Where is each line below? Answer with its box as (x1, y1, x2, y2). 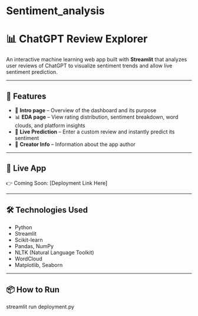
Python (14, 223, 32, 231)
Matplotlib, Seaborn (14, 261, 63, 268)
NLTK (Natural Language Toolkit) (14, 249, 94, 256)
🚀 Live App (6, 164, 47, 174)
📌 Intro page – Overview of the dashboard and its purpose (14, 106, 157, 113)
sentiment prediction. (6, 69, 58, 76)
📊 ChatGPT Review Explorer (6, 32, 148, 45)
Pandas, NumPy (14, 242, 54, 249)
